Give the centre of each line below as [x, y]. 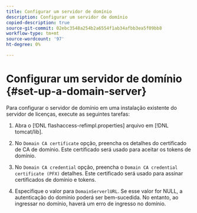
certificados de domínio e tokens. [55, 179]
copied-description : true [38, 22]
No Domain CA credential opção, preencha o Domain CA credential [96, 167]
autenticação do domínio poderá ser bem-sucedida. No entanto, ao [96, 197]
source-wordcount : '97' [35, 39]
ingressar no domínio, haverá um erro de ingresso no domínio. [90, 204]
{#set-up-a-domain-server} [76, 91]
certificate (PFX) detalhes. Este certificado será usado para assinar [99, 173]
